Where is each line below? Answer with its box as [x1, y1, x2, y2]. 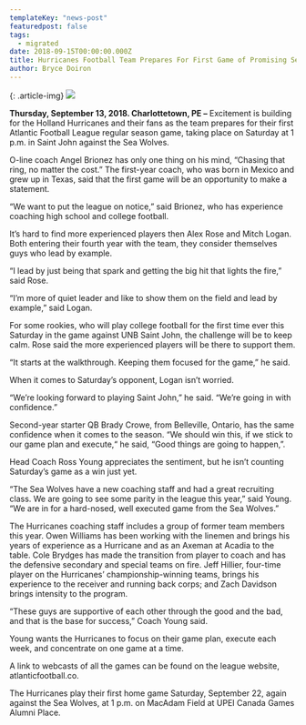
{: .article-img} [9, 90, 65, 101]
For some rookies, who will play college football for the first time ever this [9, 319, 285, 330]
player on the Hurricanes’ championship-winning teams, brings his [9, 569, 260, 579]
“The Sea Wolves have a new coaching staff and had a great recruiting [9, 483, 275, 494]
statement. [9, 183, 50, 194]
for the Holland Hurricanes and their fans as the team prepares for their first [9, 117, 294, 128]
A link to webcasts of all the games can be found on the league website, [9, 660, 280, 671]
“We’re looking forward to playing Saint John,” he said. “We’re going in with [9, 392, 291, 403]
